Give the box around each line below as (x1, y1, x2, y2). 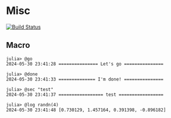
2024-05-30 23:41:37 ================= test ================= (6, 92, 164, 98)
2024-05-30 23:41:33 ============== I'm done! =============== (6, 76, 164, 82)
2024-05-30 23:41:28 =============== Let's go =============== (6, 61, 164, 67)
